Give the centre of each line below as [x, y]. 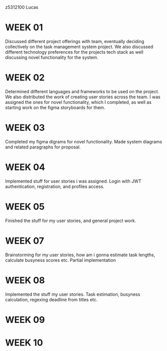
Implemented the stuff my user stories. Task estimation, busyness [73, 294]
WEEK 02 [25, 78]
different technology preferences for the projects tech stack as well [74, 52]
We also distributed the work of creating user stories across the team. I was [83, 97]
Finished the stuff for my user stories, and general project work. [71, 221]
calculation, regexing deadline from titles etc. [52, 299]
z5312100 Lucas [22, 7]
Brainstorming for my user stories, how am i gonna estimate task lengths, [80, 255]
